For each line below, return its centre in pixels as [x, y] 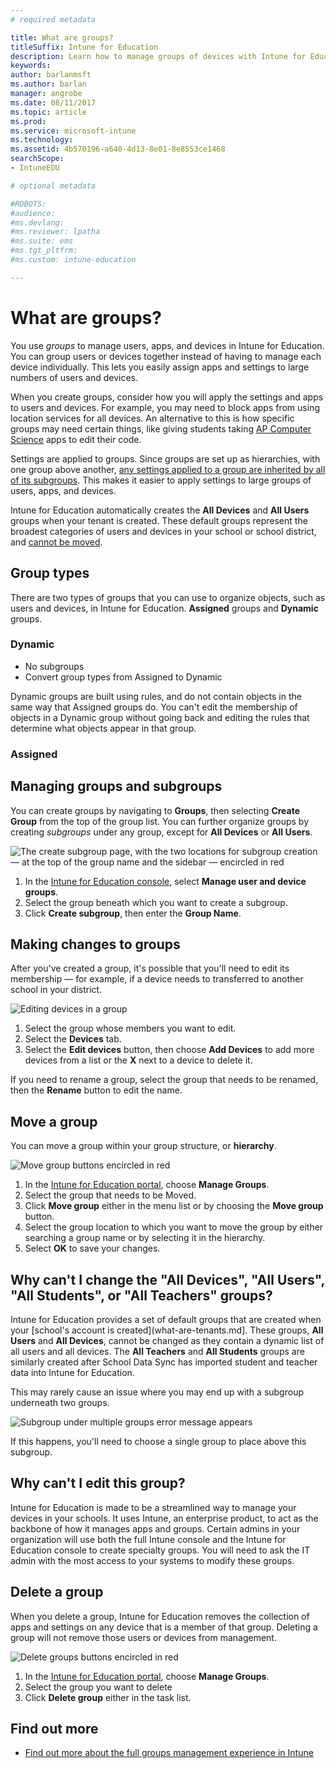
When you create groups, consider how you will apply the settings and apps [167, 397]
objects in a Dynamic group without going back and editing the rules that [160, 717]
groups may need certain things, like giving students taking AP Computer [161, 428]
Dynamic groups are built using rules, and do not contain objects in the [156, 696]
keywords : [31, 66]
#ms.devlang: [37, 222]
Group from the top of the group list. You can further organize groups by [160, 821]
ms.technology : [42, 140]
